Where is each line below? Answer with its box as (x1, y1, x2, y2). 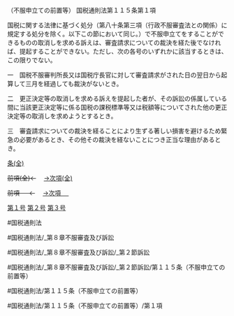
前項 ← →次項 (7, 189, 61, 197)
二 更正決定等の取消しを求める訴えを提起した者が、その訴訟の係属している (7, 94, 228, 103)
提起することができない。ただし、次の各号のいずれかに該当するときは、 (19, 48, 228, 55)
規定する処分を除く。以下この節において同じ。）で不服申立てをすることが (7, 30, 219, 38)
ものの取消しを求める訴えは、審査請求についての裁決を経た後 (19, 38, 197, 47)
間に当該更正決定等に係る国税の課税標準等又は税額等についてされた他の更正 (7, 103, 228, 111)
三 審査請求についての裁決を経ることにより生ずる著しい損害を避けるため (7, 127, 221, 135)
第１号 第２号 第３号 (7, 203, 66, 212)
